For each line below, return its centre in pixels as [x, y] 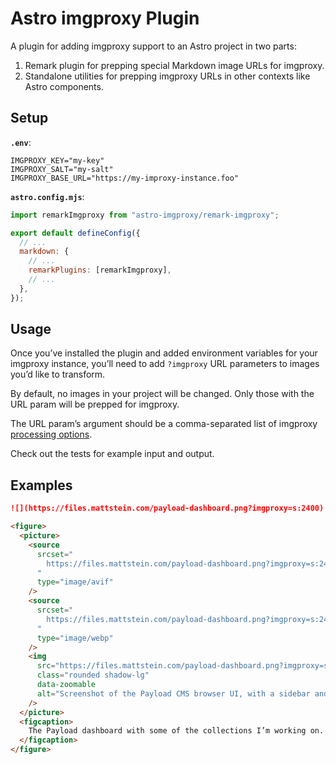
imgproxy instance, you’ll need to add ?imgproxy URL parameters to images [165, 364]
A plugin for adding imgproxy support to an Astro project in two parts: [153, 46]
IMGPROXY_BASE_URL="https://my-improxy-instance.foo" [125, 178]
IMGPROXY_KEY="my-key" [57, 160]
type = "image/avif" [75, 582]
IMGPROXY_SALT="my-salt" [62, 169]
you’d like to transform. [58, 374]
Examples [41, 485]
